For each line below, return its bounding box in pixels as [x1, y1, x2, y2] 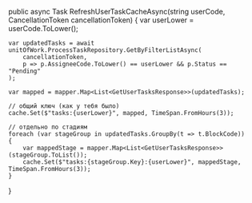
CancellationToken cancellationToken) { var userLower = [8, 15, 194, 25]
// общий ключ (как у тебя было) [8, 102, 120, 110]
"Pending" [8, 67, 42, 75]
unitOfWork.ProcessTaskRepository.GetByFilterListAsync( [8, 46, 202, 54]
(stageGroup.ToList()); [8, 151, 88, 159]
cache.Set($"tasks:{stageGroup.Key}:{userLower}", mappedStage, [22, 158, 242, 166]
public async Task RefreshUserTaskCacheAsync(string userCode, [8, 7, 226, 16]
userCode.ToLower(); [8, 24, 78, 33]
